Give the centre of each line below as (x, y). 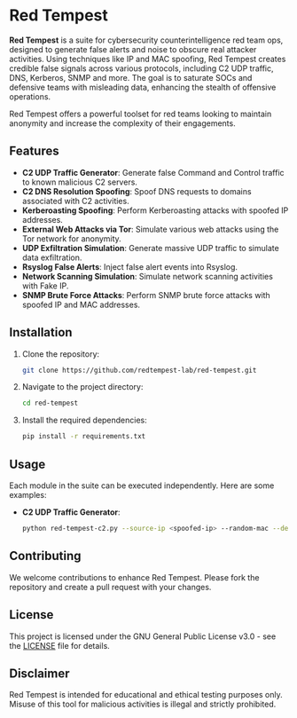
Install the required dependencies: (85, 420)
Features (34, 151)
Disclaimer (39, 673)
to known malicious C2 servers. (79, 182)
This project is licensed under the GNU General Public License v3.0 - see (143, 636)
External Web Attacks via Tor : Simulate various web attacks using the (150, 229)
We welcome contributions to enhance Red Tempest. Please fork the (134, 577)
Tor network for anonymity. (71, 238)
